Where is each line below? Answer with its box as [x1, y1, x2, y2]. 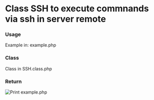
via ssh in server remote [5, 13, 106, 25]
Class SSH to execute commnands [5, 3, 149, 14]
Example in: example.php [5, 42, 57, 48]
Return [5, 78, 22, 85]
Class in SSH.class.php [5, 66, 52, 71]
